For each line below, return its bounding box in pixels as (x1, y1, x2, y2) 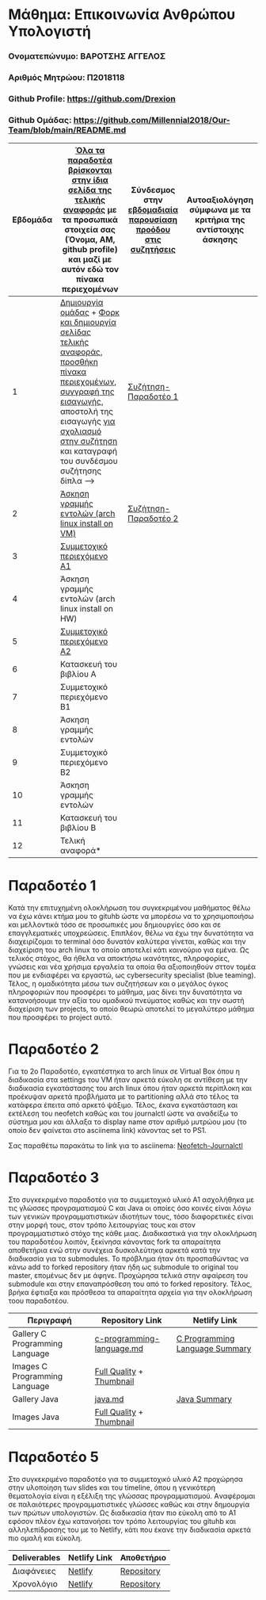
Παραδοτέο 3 (8, 1169, 100, 1187)
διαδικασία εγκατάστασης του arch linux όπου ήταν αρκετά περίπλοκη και (8, 1084, 252, 1093)
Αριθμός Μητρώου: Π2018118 (8, 72, 125, 83)
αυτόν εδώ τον (61, 264, 119, 275)
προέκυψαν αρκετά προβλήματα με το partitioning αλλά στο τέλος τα (8, 1092, 239, 1101)
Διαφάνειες (12, 1566, 57, 1576)
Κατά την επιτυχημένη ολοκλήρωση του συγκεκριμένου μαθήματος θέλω (8, 903, 251, 913)
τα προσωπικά (62, 214, 119, 225)
